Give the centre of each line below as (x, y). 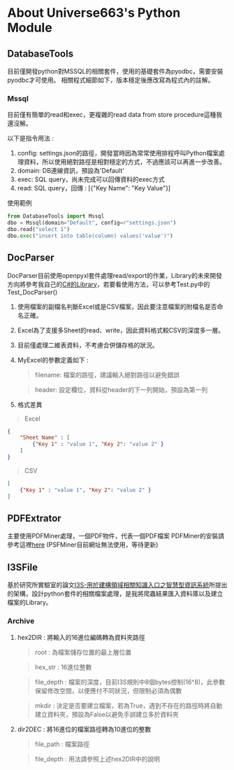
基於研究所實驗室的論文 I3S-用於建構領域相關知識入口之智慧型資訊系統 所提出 (117, 585)
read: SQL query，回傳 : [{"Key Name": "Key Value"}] (94, 188)
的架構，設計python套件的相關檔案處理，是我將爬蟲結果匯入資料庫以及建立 (115, 594)
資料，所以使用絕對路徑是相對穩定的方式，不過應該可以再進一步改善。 (124, 162)
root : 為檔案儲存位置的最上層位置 (83, 652)
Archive (21, 621)
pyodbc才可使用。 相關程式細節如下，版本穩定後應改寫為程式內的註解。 (111, 80)
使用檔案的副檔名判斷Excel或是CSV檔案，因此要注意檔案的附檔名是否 (117, 307)
